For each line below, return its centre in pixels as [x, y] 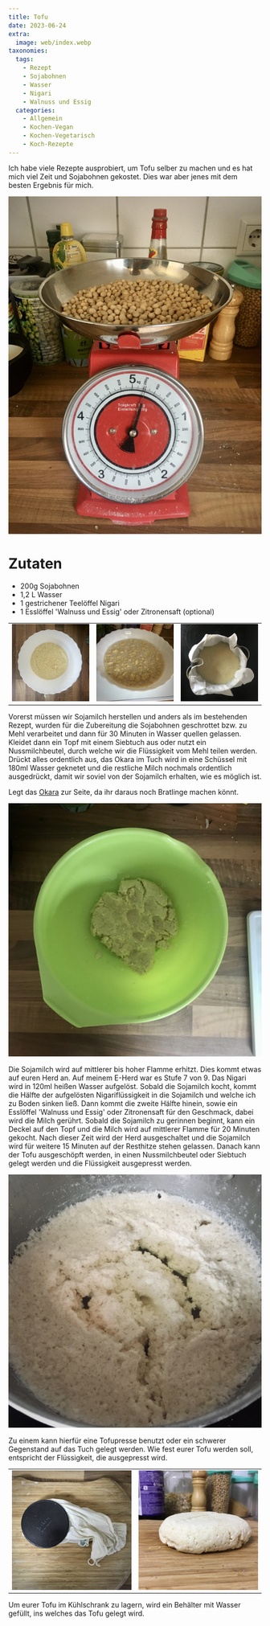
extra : [19, 34]
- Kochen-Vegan [48, 127]
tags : [25, 59]
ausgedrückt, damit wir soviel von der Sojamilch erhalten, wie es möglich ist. [135, 776]
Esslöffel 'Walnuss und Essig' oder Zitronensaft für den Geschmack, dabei [131, 1112]
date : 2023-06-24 [37, 25]
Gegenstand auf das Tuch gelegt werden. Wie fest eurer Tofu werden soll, [131, 1449]
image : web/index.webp [53, 43]
